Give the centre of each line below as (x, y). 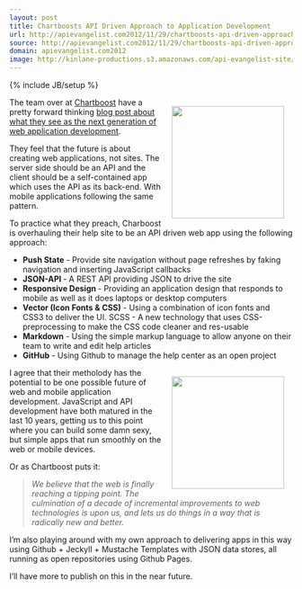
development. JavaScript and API (71, 402)
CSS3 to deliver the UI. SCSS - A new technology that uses (131, 317)
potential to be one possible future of (78, 382)
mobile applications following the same (82, 196)
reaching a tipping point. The (85, 494)
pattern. (24, 206)
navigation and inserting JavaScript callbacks (107, 269)
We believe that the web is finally (93, 484)
